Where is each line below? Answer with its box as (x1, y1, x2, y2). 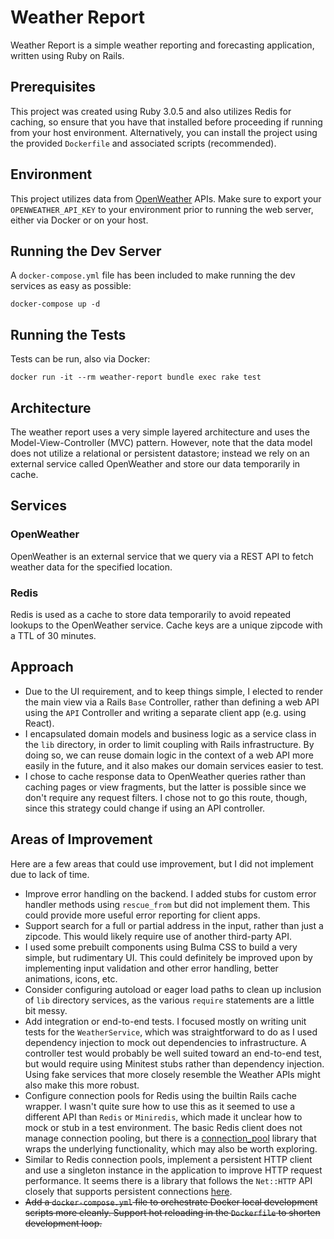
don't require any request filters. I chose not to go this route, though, (24, 791, 308, 803)
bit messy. (24, 1004, 68, 1016)
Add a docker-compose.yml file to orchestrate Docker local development (24, 1196, 318, 1208)
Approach (10, 659, 74, 676)
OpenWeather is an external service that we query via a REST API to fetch (10, 550, 314, 562)
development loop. (24, 1217, 103, 1229)
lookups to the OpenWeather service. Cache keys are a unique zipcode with (10, 619, 323, 631)
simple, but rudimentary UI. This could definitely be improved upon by (24, 951, 313, 963)
